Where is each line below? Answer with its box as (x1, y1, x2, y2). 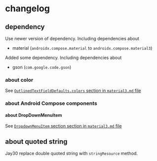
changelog (5, 3, 50, 14)
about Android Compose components (5, 100, 97, 107)
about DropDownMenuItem (5, 112, 62, 118)
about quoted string (5, 137, 68, 146)
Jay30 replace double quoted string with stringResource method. (5, 151, 138, 157)
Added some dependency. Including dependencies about (5, 55, 122, 61)
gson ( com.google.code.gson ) (12, 64, 72, 70)
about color (5, 76, 34, 83)
